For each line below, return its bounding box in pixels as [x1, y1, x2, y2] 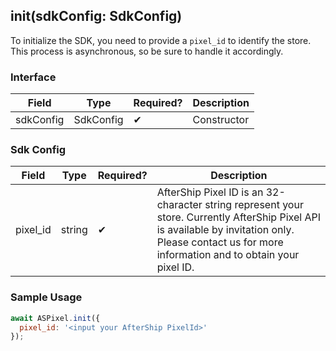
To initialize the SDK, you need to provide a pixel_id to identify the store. [10, 34, 312, 46]
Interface [10, 70, 57, 84]
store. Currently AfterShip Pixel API [156, 210, 321, 224]
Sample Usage [10, 290, 83, 304]
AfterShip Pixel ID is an [156, 185, 264, 199]
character [156, 198, 203, 212]
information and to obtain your [156, 248, 300, 262]
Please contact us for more [156, 235, 284, 249]
